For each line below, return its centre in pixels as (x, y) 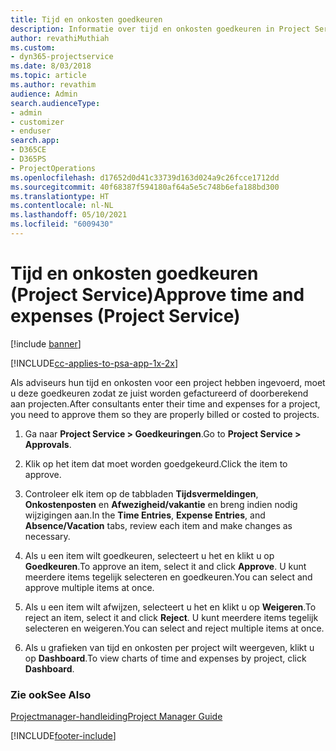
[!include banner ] (46, 343)
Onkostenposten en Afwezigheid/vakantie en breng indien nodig (161, 504)
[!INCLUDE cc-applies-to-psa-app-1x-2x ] (94, 363)
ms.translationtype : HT (60, 196)
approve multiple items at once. (89, 587)
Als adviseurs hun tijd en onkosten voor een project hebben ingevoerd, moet (168, 382)
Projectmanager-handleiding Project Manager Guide (116, 717)
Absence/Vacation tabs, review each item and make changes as (158, 525)
